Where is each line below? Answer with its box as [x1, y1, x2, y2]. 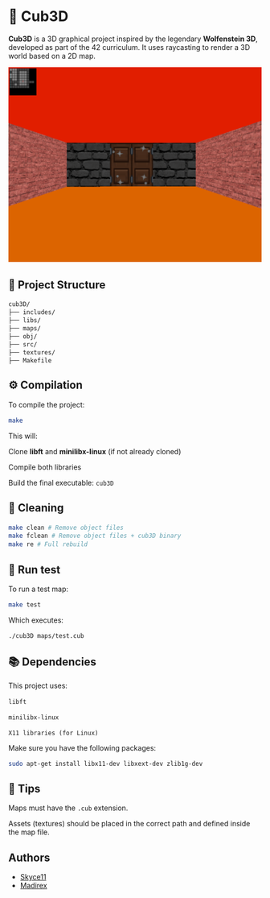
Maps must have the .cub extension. [8, 803, 129, 813]
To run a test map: [8, 584, 69, 594]
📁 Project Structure [8, 278, 106, 292]
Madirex [19, 881, 47, 891]
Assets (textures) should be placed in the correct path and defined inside [8, 819, 251, 829]
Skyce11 [19, 872, 47, 882]
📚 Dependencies [8, 656, 96, 669]
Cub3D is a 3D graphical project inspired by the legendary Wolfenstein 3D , [8, 34, 259, 43]
